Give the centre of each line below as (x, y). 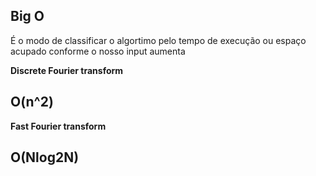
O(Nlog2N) (45, 157)
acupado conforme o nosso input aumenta (98, 51)
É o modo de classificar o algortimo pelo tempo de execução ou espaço (158, 40)
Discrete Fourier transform (67, 70)
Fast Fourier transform (58, 126)
